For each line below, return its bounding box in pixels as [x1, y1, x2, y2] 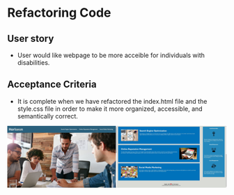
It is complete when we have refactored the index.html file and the [17, 97, 208, 105]
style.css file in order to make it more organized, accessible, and [17, 104, 203, 113]
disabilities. [17, 58, 50, 67]
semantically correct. [17, 111, 79, 120]
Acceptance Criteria [7, 79, 97, 91]
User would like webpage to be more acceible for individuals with [17, 51, 205, 59]
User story [7, 33, 54, 45]
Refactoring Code [7, 5, 111, 21]
